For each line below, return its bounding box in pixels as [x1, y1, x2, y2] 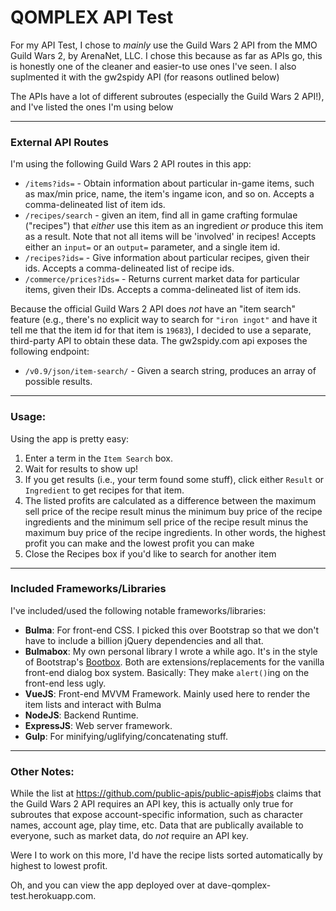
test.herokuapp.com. [10, 890, 97, 902]
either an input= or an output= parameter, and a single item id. [24, 241, 281, 253]
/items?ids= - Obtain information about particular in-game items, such [24, 177, 315, 190]
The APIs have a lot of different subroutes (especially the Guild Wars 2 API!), [10, 90, 325, 102]
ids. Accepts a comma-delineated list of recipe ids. [24, 262, 235, 275]
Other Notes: [10, 764, 75, 778]
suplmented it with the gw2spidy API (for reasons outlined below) [10, 71, 280, 83]
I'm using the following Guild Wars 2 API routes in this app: [10, 158, 252, 170]
